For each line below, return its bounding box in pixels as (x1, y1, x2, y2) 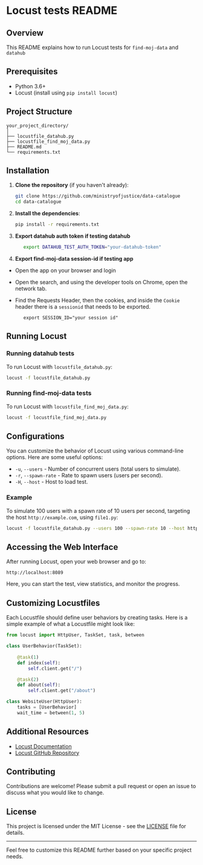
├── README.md (6, 143, 42, 150)
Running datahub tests (6, 349, 74, 357)
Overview (6, 28, 44, 38)
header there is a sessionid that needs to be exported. (14, 303, 151, 310)
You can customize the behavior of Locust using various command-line (6, 447, 184, 454)
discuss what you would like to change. (6, 789, 105, 796)
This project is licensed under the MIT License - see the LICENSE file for (6, 823, 186, 830)
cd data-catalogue (14, 199, 62, 205)
